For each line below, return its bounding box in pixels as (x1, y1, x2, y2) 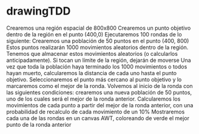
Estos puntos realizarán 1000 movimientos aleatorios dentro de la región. (6, 44, 189, 51)
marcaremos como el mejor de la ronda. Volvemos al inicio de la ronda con (6, 82, 193, 89)
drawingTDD (6, 4, 71, 18)
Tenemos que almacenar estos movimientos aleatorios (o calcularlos (6, 50, 178, 57)
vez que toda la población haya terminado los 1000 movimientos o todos (6, 62, 187, 70)
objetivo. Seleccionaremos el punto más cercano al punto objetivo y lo (6, 76, 182, 83)
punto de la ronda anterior (6, 121, 72, 128)
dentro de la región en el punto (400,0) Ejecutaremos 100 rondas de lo (6, 30, 182, 38)
